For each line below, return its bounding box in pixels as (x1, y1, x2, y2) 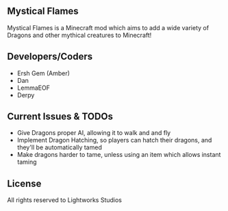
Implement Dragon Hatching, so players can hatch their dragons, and (16, 136, 212, 145)
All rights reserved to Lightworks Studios (7, 196, 122, 204)
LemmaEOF (16, 84, 50, 92)
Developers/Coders (7, 51, 93, 62)
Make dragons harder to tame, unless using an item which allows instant (16, 151, 221, 159)
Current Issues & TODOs (7, 111, 114, 123)
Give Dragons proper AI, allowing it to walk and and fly (16, 129, 171, 137)
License (7, 177, 42, 189)
